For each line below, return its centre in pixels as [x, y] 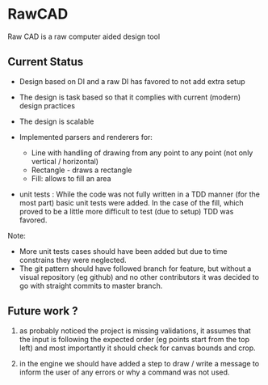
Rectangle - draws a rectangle [82, 170]
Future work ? [43, 311]
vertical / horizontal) [65, 161]
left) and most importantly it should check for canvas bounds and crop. [137, 348]
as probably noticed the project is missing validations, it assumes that [135, 330]
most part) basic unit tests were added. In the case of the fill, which [131, 202]
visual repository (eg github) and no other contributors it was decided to [139, 277]
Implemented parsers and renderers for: [86, 137]
